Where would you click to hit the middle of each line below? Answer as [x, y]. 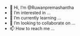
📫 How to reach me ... [32, 28]
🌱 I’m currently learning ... [35, 18]
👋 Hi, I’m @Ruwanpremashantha [42, 8]
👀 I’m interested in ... [30, 13]
